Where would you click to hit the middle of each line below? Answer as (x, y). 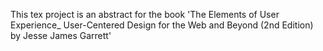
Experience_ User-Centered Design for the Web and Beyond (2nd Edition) (162, 25)
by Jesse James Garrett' (61, 35)
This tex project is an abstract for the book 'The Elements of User (145, 14)
